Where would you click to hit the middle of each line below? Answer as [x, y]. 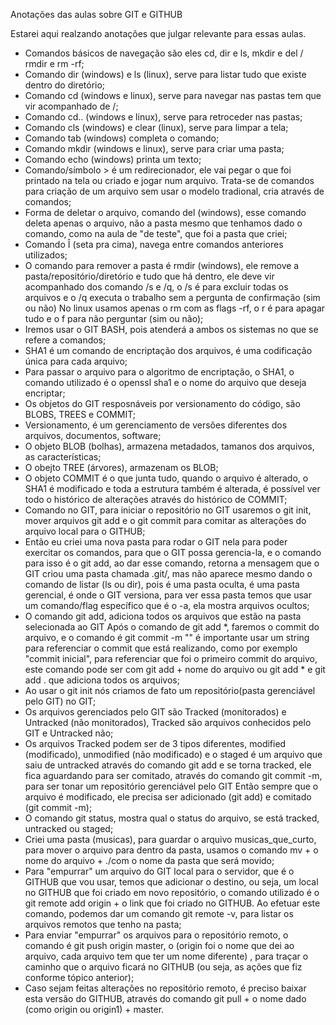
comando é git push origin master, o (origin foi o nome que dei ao [159, 945]
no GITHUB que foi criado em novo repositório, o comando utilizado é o [172, 892]
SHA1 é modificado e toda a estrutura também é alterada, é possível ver [172, 488]
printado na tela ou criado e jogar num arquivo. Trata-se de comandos [169, 180]
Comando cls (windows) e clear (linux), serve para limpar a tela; [156, 127]
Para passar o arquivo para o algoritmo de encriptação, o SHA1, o [159, 372]
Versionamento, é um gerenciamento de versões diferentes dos [156, 425]
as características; [63, 457]
